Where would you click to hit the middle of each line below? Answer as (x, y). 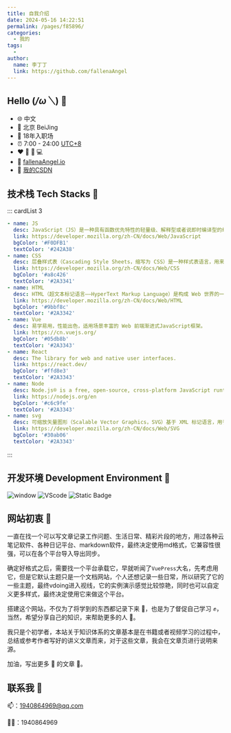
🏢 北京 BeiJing (37, 128)
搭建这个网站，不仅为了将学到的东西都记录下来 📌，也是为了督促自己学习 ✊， (115, 609)
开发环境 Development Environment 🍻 (89, 478)
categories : (24, 33)
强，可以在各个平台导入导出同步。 (55, 554)
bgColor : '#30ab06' (41, 435)
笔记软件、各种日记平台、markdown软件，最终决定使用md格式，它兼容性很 (114, 545)
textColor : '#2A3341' (44, 281)
